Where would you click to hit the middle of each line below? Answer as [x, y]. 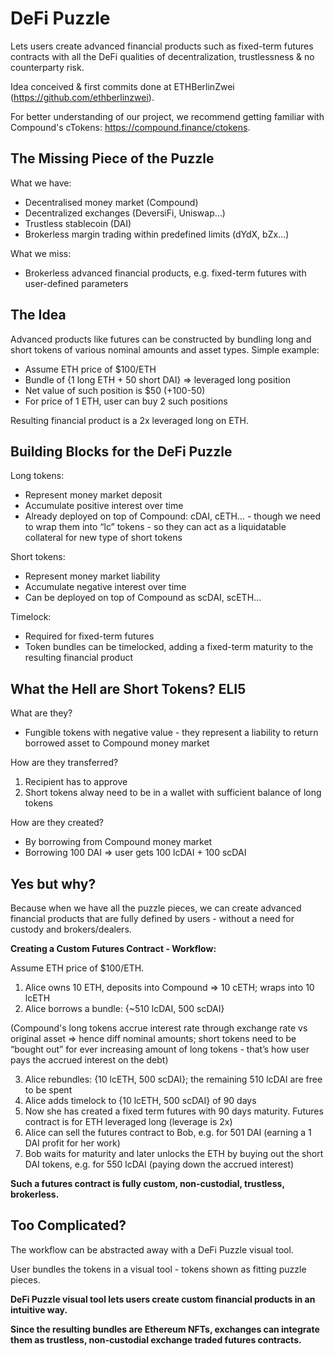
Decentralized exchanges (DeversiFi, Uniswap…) [125, 213]
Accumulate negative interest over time [105, 587]
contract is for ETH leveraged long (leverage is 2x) [128, 1121]
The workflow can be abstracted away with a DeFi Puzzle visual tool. [152, 1249]
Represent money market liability [92, 576]
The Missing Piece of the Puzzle [112, 158]
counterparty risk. [47, 67]
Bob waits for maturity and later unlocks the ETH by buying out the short [174, 1153]
